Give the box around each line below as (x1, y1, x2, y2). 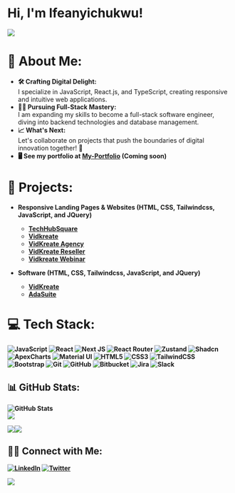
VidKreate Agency (28, 239, 84, 248)
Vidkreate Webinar (28, 255, 85, 263)
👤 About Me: (7, 54, 83, 69)
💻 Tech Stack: (7, 316, 95, 332)
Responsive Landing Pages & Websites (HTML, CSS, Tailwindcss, (17, 203, 215, 211)
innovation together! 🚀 (17, 143, 83, 152)
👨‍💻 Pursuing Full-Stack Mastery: (17, 102, 117, 111)
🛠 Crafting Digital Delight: (17, 77, 98, 86)
